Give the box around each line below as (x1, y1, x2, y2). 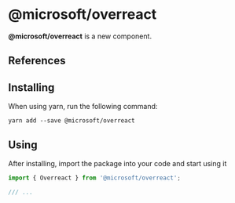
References (8, 54, 66, 67)
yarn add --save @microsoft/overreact (8, 117, 135, 125)
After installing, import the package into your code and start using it (8, 158, 227, 168)
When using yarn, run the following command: (8, 102, 158, 111)
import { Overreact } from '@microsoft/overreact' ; (8, 174, 181, 182)
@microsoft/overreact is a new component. (8, 31, 152, 41)
